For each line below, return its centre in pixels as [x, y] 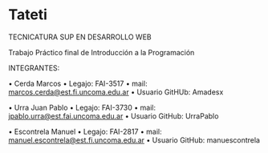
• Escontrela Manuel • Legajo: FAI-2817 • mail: [85, 131]
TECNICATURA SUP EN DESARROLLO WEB [80, 37]
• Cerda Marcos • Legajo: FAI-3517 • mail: [78, 83]
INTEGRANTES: [34, 68]
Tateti [28, 15]
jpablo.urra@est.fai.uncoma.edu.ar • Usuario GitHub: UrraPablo [114, 116]
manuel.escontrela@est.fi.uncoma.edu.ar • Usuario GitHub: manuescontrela [134, 140]
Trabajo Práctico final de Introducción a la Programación [102, 52]
